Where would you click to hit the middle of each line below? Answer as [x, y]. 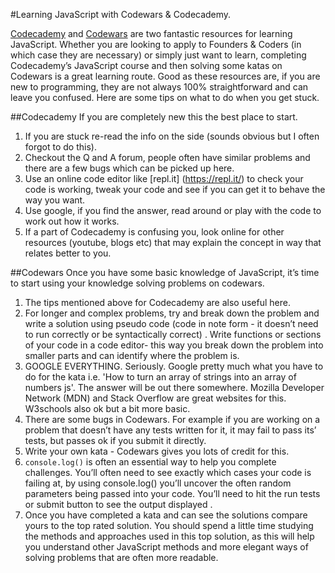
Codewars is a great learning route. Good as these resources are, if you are [165, 76]
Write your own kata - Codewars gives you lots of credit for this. [157, 451]
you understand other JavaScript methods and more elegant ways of [166, 547]
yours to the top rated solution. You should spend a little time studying [169, 525]
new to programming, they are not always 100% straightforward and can [159, 87]
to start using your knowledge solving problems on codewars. [137, 283]
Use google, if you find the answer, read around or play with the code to [173, 210]
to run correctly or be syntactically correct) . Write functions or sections [173, 334]
